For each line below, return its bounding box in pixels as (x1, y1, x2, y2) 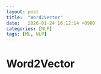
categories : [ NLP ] (6, 25, 52, 32)
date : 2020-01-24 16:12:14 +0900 (6, 20, 96, 26)
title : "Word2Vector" (6, 14, 63, 20)
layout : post (6, 8, 39, 15)
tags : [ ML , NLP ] (6, 31, 47, 37)
